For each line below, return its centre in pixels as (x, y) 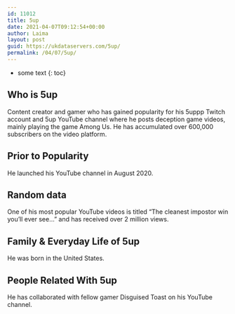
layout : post (26, 40)
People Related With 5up (62, 280)
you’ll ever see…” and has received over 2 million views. (88, 219)
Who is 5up (33, 95)
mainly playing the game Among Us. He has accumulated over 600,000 (110, 126)
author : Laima (28, 33)
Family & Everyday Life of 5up (74, 241)
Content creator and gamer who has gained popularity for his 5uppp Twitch (116, 111)
